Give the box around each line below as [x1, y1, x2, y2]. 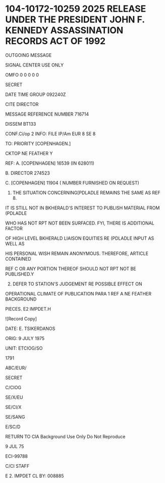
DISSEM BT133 [5, 121, 36, 127]
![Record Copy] [5, 315, 37, 322]
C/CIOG [5, 384, 22, 390]
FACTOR [5, 225, 23, 231]
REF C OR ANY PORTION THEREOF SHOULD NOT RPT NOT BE [5, 266, 136, 272]
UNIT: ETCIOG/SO [5, 345, 43, 351]
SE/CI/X [5, 404, 22, 410]
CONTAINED [5, 255, 31, 262]
